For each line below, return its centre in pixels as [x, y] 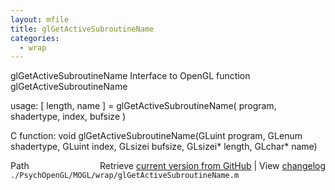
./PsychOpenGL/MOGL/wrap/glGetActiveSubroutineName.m [125, 176]
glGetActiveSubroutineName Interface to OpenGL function [130, 76]
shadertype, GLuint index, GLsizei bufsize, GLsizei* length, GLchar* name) [164, 147]
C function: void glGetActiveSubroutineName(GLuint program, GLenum [156, 136]
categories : [35, 38]
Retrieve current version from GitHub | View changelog [212, 166]
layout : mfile [40, 19]
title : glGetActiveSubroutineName [82, 29]
